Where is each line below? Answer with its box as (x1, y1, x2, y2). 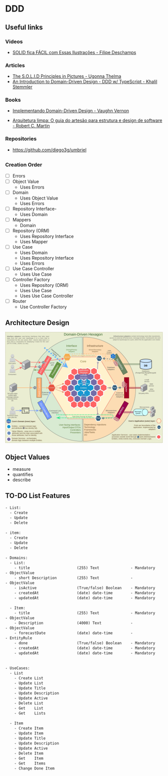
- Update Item (14, 730, 43, 736)
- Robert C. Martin (12, 123, 50, 129)
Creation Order (5, 161, 42, 168)
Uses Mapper (19, 239, 48, 245)
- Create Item (14, 725, 43, 731)
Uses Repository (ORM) (19, 282, 69, 288)
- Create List (14, 675, 43, 681)
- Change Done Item (14, 765, 55, 771)
